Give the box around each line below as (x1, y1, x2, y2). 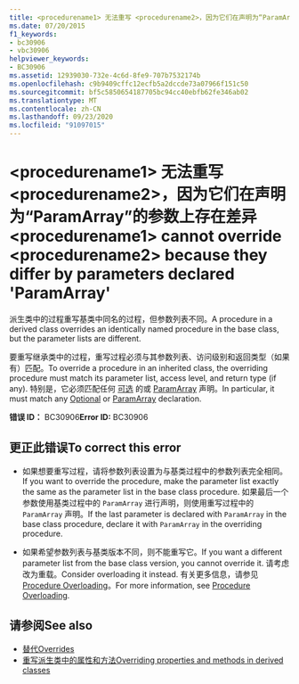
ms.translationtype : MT (9, 95, 98, 105)
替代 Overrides (21, 643, 75, 654)
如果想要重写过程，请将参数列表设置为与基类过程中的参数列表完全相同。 (21, 466, 287, 476)
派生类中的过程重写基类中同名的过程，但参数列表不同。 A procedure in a (9, 313, 273, 324)
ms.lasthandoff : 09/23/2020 (9, 112, 114, 121)
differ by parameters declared (9, 264, 235, 284)
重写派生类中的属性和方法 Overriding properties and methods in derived (21, 655, 284, 665)
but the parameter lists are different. (9, 333, 141, 343)
